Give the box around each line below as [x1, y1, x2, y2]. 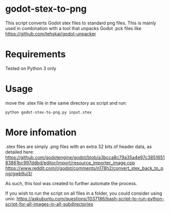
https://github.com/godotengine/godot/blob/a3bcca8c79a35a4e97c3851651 [5, 154, 165, 160]
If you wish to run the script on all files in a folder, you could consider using [5, 190, 162, 196]
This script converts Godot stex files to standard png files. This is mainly [5, 20, 156, 26]
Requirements [5, 49, 66, 60]
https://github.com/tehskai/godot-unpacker [5, 31, 96, 37]
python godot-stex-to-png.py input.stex [5, 110, 92, 115]
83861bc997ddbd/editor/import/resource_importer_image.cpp [5, 160, 135, 166]
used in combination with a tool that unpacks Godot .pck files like [5, 25, 142, 31]
